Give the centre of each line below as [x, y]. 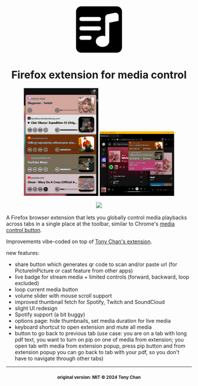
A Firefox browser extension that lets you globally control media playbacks [97, 217]
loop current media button [46, 289]
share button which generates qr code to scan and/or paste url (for [96, 264]
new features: [23, 253]
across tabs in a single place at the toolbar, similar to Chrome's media [90, 224]
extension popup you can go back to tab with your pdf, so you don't [97, 352]
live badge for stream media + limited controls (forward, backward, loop [102, 277]
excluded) [27, 283]
